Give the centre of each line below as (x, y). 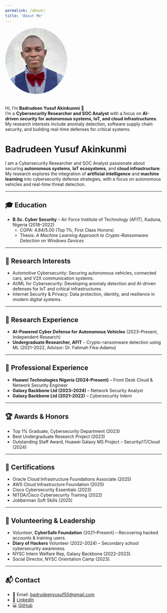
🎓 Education (26, 205)
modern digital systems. (37, 300)
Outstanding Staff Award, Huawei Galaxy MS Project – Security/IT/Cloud (86, 442)
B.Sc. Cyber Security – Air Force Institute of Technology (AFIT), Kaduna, (87, 219)
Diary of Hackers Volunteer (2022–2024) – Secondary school (76, 543)
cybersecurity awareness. (39, 549)
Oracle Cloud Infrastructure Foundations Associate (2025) (72, 479)
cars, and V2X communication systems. (53, 278)
